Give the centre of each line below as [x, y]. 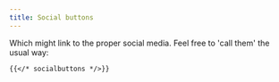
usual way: [29, 52]
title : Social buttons [51, 17]
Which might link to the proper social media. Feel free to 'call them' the [139, 43]
